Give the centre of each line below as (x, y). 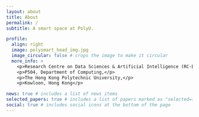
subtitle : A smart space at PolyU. (50, 28)
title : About (22, 17)
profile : (17, 39)
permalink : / (22, 23)
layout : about (24, 12)
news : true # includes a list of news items (62, 94)
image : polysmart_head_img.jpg (50, 50)
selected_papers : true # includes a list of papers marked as (84, 99)
